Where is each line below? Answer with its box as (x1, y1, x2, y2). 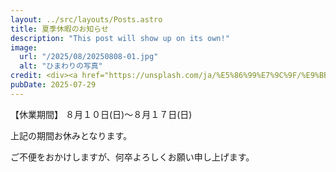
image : (10, 42, 38, 53)
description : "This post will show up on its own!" (10, 33, 230, 43)
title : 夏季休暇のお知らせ (10, 24, 109, 34)
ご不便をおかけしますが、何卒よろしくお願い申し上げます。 (10, 151, 255, 163)
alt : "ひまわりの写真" (19, 61, 103, 71)
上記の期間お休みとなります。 (10, 129, 133, 141)
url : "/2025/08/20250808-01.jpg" (19, 52, 159, 62)
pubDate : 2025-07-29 (10, 80, 97, 90)
